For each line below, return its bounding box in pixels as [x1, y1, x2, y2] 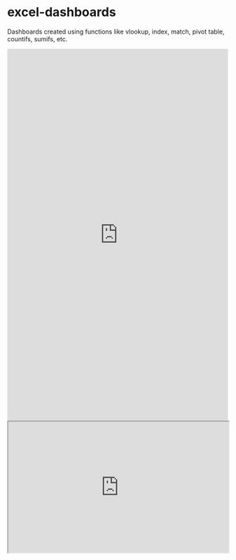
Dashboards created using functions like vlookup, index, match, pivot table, [7, 27, 225, 36]
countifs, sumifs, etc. [7, 34, 68, 43]
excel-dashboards [7, 4, 117, 20]
